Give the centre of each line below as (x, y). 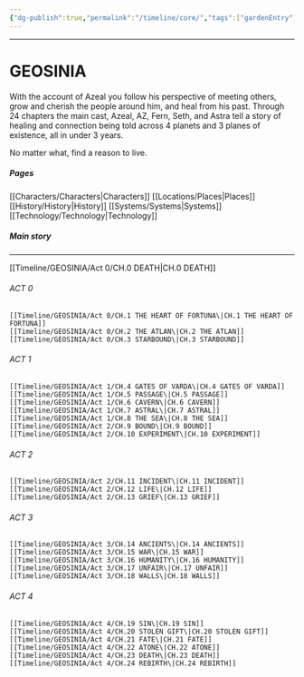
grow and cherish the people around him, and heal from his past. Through (147, 106)
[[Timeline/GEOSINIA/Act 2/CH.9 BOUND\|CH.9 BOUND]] (111, 426)
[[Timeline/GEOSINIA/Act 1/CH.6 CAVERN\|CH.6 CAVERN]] (115, 402)
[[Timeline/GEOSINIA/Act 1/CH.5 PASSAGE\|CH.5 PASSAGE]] (119, 394)
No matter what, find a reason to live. (78, 152)
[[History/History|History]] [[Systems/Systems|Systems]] (116, 206)
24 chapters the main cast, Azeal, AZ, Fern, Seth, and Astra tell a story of (146, 115)
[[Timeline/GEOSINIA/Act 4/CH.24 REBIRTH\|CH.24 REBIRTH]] (123, 663)
